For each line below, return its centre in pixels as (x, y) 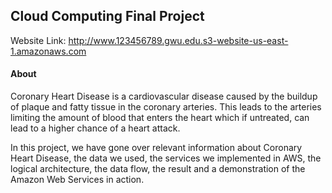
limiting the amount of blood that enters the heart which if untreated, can (160, 118)
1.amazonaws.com (48, 51)
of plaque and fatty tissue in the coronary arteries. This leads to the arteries (166, 107)
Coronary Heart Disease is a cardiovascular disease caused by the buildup (164, 96)
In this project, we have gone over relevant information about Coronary (156, 148)
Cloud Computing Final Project (107, 16)
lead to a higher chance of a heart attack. (95, 128)
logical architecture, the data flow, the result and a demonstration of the (158, 169)
